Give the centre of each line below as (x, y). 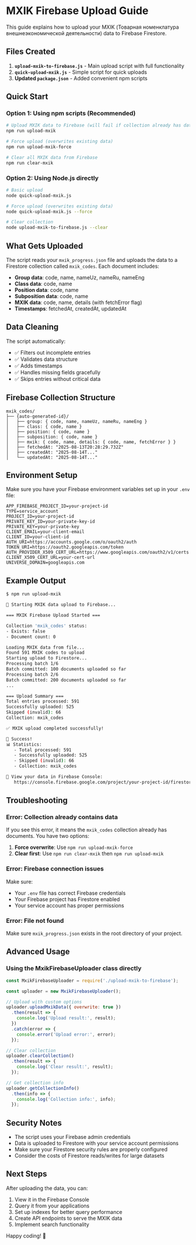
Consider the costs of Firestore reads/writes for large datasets (89, 1156)
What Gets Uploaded (45, 246)
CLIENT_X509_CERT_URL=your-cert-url (50, 558)
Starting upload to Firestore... (47, 658)
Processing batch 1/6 (32, 664)
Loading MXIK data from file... (45, 647)
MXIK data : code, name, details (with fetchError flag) (78, 302)
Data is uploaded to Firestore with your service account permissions (97, 1143)
